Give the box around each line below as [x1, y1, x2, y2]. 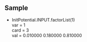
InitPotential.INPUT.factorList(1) [11, 17, 75, 22]
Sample [4, 4, 28, 12]
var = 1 [11, 22, 25, 28]
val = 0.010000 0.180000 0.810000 [11, 32, 82, 38]
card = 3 [11, 27, 29, 33]
